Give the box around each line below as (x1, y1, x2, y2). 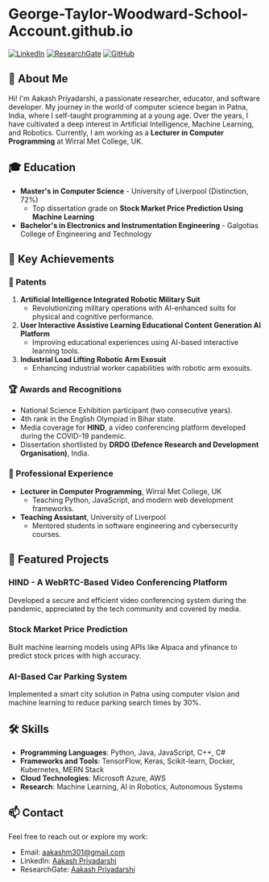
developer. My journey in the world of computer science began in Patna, (8, 102, 248, 111)
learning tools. (31, 346, 81, 356)
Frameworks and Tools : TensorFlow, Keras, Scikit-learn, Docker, (19, 755, 235, 766)
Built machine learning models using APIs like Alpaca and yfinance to (8, 642, 238, 651)
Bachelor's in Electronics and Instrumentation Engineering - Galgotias (19, 220, 259, 230)
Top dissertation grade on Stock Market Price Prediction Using (31, 203, 244, 213)
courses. (31, 529, 62, 539)
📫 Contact (8, 806, 64, 820)
